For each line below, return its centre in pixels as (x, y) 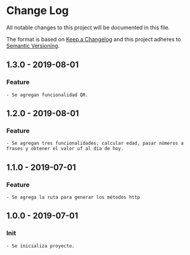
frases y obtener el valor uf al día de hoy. (65, 149)
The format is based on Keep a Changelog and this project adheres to (94, 39)
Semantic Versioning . (33, 46)
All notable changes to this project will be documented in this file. (88, 27)
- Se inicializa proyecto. (40, 246)
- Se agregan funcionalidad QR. (47, 95)
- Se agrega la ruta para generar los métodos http (73, 197)
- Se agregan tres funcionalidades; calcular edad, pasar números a (95, 144)
